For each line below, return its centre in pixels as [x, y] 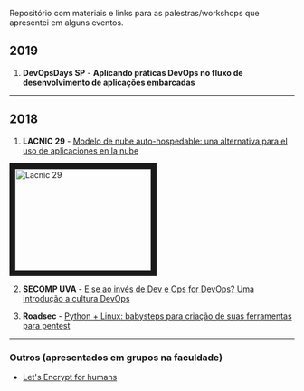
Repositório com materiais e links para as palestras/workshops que [134, 13]
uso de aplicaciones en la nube [81, 150]
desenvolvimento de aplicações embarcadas [109, 82]
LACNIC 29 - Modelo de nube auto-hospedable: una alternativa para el [155, 141]
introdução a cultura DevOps [76, 298]
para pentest [46, 325]
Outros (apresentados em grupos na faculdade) [116, 358]
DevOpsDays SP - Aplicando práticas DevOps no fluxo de [133, 72]
